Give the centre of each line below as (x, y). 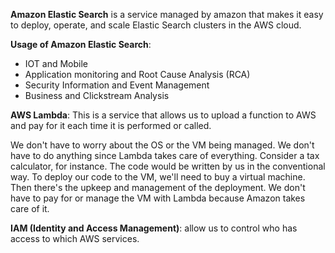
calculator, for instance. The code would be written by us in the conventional (168, 166)
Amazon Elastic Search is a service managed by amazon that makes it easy (167, 14)
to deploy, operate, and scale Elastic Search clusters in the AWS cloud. (156, 25)
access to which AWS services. (75, 238)
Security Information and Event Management (117, 85)
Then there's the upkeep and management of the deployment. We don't (158, 187)
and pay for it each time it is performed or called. (111, 125)
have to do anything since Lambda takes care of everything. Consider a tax (165, 155)
